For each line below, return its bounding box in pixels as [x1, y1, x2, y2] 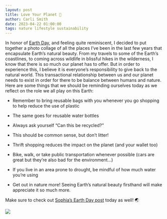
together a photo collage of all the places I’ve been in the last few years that [5, 45, 162, 51]
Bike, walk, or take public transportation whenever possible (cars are [12, 152, 154, 158]
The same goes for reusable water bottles [12, 113, 99, 119]
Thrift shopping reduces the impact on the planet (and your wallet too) [12, 142, 158, 148]
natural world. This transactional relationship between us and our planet [5, 72, 154, 78]
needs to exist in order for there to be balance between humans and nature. [5, 77, 161, 83]
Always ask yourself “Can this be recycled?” [12, 123, 104, 129]
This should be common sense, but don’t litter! [12, 132, 109, 138]
